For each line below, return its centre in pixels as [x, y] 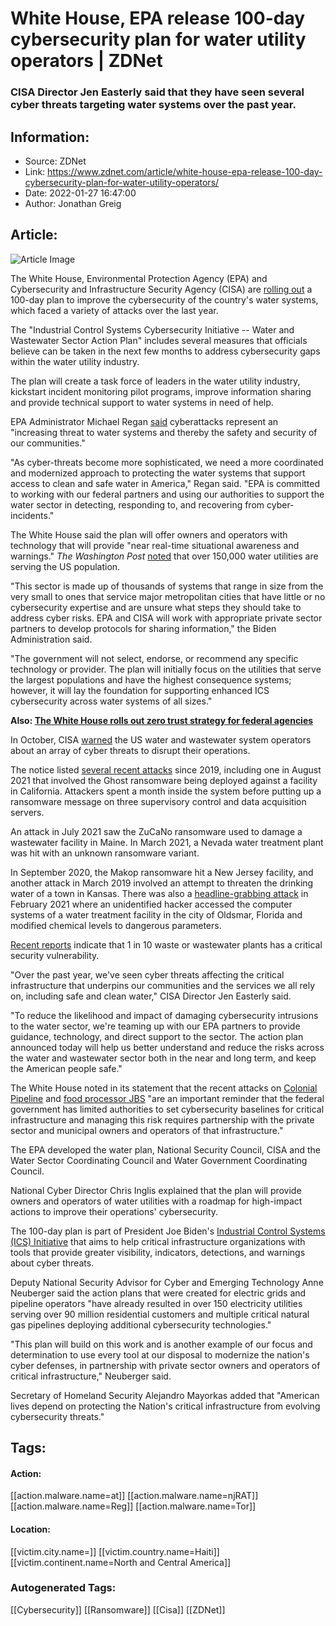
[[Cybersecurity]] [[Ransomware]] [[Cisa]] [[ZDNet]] [118, 1609]
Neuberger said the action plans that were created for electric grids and [158, 1293]
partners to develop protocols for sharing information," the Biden [143, 628]
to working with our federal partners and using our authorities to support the [167, 494]
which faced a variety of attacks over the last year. [114, 310]
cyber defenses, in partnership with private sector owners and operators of [165, 1365]
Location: [30, 1529]
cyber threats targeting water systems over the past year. [153, 105]
